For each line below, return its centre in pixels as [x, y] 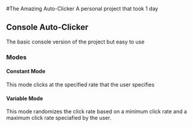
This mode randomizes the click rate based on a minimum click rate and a [97, 111]
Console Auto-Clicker [47, 27]
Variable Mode [25, 98]
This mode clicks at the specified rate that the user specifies [80, 84]
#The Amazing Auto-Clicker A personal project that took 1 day [82, 9]
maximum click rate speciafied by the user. [59, 118]
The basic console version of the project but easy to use [75, 42]
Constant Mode [26, 72]
